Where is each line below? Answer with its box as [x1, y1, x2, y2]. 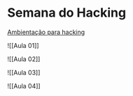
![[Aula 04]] [7, 81, 41, 90]
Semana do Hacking [7, 5, 127, 21]
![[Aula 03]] [7, 68, 41, 77]
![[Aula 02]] [7, 54, 41, 63]
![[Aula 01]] [7, 41, 40, 49]
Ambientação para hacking [7, 28, 85, 36]
